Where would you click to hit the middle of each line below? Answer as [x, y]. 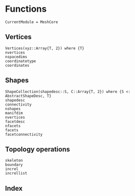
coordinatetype [21, 61]
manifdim [14, 113]
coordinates [17, 65]
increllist [16, 174]
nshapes [13, 109]
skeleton [14, 161]
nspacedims [16, 57]
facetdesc [15, 121]
